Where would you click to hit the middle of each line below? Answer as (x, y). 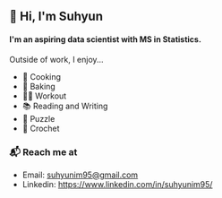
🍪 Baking (38, 86)
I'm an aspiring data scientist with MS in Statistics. (105, 39)
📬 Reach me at (43, 151)
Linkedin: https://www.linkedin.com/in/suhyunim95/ (117, 184)
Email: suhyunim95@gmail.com (80, 175)
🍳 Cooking (41, 76)
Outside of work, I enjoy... (57, 59)
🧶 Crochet (41, 128)
